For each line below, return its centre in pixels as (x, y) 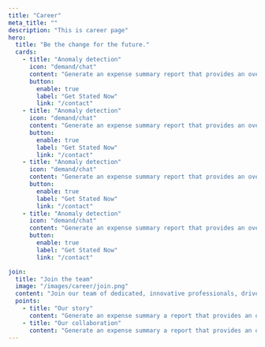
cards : (26, 52)
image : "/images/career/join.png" (72, 286)
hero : (17, 37)
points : (28, 301)
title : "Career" (35, 15)
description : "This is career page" (68, 30)
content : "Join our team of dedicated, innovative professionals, (127, 294)
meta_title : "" (33, 23)
